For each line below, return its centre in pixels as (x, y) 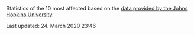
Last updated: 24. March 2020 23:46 (51, 26)
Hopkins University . (30, 15)
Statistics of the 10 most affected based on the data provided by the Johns (97, 8)
